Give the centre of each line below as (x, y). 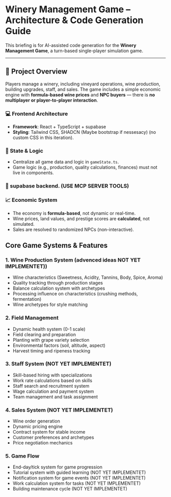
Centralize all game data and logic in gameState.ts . (66, 162)
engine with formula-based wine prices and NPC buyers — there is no (80, 94)
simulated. (23, 224)
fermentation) (27, 299)
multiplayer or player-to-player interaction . (52, 100)
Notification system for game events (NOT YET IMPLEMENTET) (79, 478)
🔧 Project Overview (36, 72)
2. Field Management (32, 318)
